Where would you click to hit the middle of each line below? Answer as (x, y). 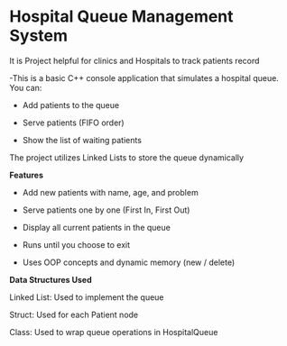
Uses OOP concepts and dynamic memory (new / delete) (129, 262)
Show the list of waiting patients (82, 140)
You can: (26, 87)
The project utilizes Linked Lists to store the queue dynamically (127, 157)
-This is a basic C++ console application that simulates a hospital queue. (144, 77)
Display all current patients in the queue (97, 227)
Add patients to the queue (71, 105)
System (39, 36)
